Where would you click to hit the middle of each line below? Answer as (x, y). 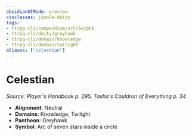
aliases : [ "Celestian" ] (36, 50)
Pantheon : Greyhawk (41, 120)
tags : (13, 23)
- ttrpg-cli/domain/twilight (42, 45)
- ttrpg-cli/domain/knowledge (44, 39)
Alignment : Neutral (38, 107)
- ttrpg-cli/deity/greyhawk (41, 34)
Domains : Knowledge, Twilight (52, 114)
